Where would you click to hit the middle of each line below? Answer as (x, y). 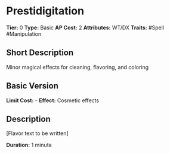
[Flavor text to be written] (37, 133)
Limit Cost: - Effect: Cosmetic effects (53, 100)
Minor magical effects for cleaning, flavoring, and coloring (78, 67)
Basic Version (32, 86)
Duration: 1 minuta (29, 145)
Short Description (40, 53)
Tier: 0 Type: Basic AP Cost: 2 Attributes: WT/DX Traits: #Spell (85, 27)
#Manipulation (24, 33)
